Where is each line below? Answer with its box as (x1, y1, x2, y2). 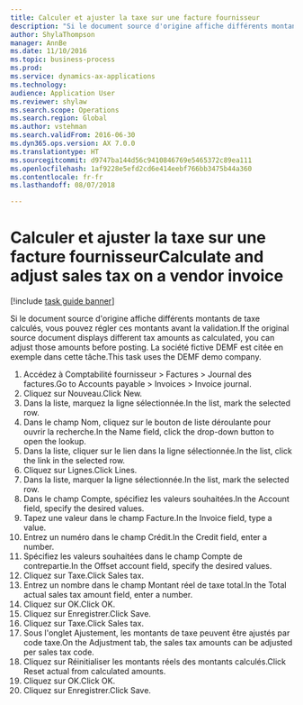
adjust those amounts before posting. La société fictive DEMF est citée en (10, 342, 284, 352)
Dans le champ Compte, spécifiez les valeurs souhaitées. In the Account (22, 493, 290, 505)
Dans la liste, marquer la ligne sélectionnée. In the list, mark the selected (22, 474, 290, 485)
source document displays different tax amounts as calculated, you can (10, 333, 275, 343)
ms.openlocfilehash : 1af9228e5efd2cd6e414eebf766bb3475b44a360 (10, 164, 253, 173)
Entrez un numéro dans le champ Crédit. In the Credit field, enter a (22, 532, 268, 543)
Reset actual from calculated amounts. (22, 666, 166, 677)
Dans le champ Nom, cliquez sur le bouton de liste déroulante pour (22, 417, 272, 428)
